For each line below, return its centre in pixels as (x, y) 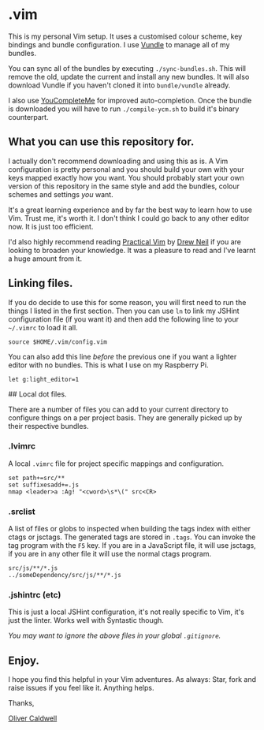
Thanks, (21, 703)
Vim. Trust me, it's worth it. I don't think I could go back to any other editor (129, 218)
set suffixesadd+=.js (44, 485)
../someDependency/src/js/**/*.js (65, 575)
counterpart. (28, 117)
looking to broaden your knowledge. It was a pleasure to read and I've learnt (132, 250)
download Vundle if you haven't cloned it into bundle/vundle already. (119, 85)
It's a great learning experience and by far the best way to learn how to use (130, 210)
